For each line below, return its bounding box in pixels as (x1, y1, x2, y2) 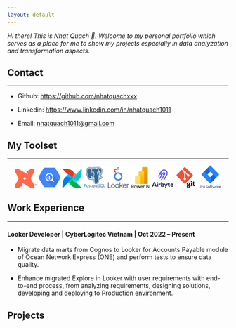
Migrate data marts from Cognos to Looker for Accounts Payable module (17, 246, 228, 254)
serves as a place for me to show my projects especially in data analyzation (7, 39, 228, 47)
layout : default (7, 11, 55, 18)
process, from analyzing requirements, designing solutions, (39, 282, 211, 290)
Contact (7, 67, 44, 79)
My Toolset (7, 139, 58, 151)
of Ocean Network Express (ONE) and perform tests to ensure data (17, 253, 212, 261)
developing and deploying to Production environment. (17, 289, 173, 298)
